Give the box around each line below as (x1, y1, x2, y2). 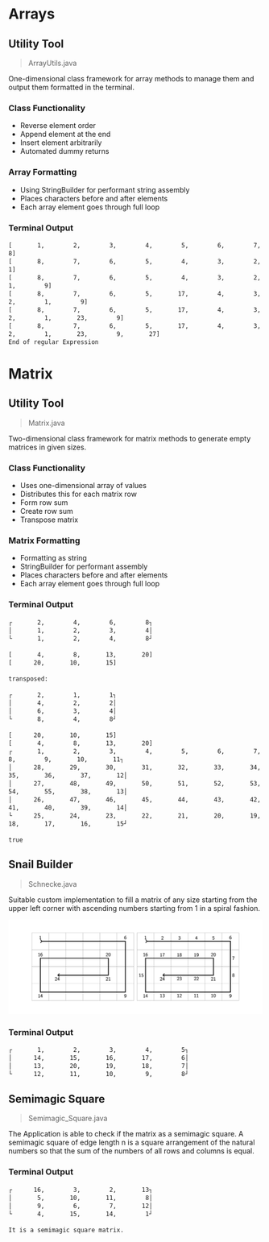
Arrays (8, 5, 55, 23)
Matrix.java (27, 418, 66, 428)
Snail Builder (8, 858, 74, 871)
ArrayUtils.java (27, 58, 77, 68)
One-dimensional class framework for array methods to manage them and (8, 74, 255, 83)
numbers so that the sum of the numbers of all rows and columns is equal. (8, 1146, 255, 1156)
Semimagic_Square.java (27, 1113, 108, 1124)
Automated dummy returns (19, 147, 110, 156)
